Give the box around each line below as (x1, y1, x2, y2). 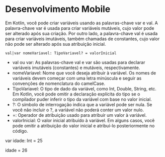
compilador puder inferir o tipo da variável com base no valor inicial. (12, 96, 152, 102)
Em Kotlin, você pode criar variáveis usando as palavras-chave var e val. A (5, 20, 158, 26)
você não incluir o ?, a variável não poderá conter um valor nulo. (12, 107, 144, 113)
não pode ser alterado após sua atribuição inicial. (5, 41, 106, 47)
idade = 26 (5, 147, 27, 153)
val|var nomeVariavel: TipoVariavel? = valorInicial (5, 51, 117, 56)
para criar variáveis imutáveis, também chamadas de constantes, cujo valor (5, 36, 160, 42)
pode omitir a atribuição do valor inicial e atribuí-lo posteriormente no (12, 123, 155, 129)
